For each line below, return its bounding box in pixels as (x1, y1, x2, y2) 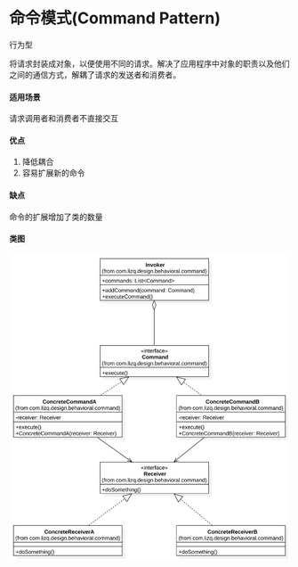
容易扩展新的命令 (21, 168, 85, 178)
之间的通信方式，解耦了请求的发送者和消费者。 (9, 69, 181, 80)
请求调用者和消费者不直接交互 (9, 113, 118, 124)
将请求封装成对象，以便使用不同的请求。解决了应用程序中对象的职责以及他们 (9, 58, 290, 69)
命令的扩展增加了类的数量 (9, 211, 103, 222)
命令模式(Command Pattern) (9, 8, 221, 29)
